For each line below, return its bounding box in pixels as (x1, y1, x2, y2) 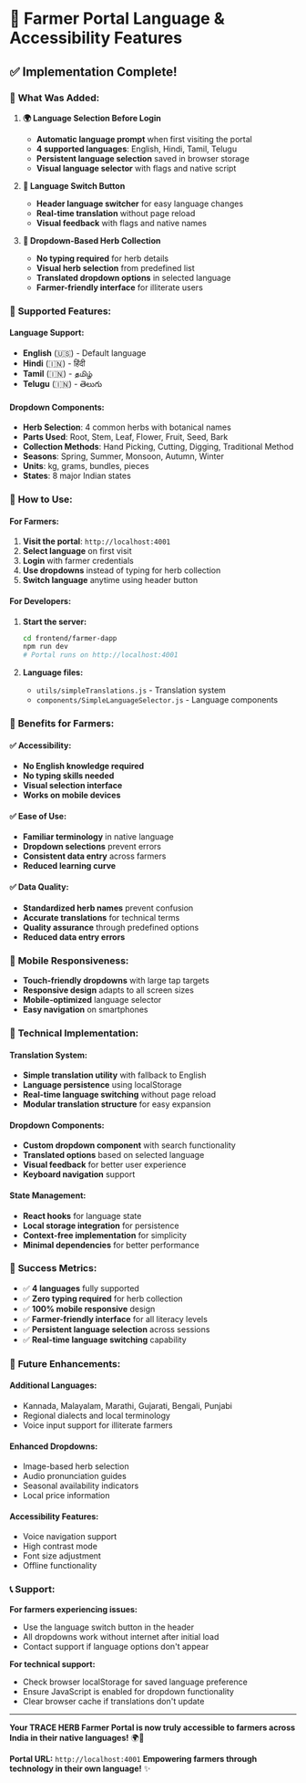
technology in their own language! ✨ (9, 1763, 151, 1774)
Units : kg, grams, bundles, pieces (22, 461, 149, 472)
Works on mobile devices (22, 789, 121, 801)
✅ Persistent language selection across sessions (22, 1323, 210, 1335)
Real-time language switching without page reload (22, 1090, 217, 1100)
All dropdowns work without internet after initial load (22, 1631, 219, 1642)
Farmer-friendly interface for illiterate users (36, 282, 203, 293)
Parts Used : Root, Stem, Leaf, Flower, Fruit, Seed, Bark (22, 432, 229, 443)
